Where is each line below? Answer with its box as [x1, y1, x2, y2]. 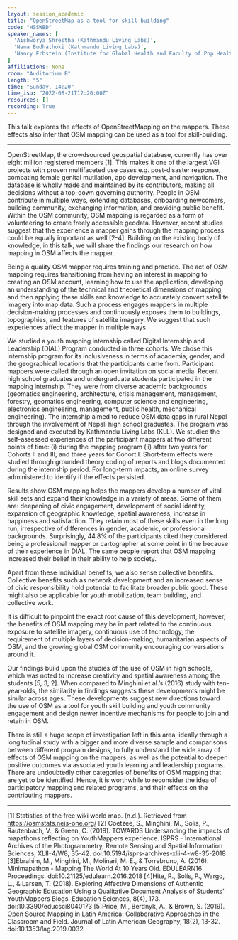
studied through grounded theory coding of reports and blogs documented [7, 457, 226, 466]
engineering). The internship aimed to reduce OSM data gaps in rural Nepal [7, 412, 227, 420]
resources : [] [7, 97, 50, 104]
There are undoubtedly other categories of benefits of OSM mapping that [7, 768, 222, 776]
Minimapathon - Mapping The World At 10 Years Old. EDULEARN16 [7, 864, 203, 872]
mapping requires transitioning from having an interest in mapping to [7, 269, 208, 278]
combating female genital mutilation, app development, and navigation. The [7, 173, 228, 181]
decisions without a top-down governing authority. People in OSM [7, 188, 200, 196]
